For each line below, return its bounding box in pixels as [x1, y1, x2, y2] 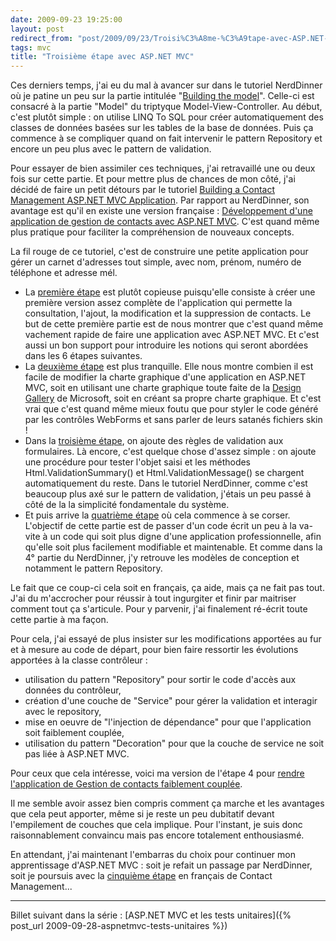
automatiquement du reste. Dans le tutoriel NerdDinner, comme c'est [24, 477, 308, 490]
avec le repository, [24, 706, 102, 718]
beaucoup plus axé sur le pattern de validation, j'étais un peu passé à [24, 488, 312, 500]
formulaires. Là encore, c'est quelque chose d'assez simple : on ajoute [24, 446, 317, 458]
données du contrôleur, [24, 684, 122, 696]
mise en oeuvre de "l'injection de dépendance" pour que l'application [24, 716, 312, 728]
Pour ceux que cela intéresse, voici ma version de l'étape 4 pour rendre [10, 767, 305, 780]
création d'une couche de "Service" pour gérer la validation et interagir [24, 695, 318, 707]
